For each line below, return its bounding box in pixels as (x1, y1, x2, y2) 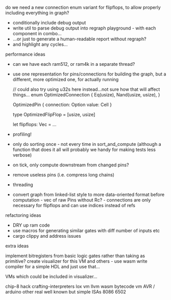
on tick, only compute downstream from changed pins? (12, 162, 129, 168)
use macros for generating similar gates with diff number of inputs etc (12, 228, 160, 234)
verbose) (12, 152, 32, 158)
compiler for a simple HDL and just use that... (5, 264, 101, 269)
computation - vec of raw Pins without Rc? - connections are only (12, 197, 151, 203)
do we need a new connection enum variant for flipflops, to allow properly (5, 5, 161, 10)
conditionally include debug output (12, 20, 86, 26)
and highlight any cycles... (12, 41, 68, 47)
